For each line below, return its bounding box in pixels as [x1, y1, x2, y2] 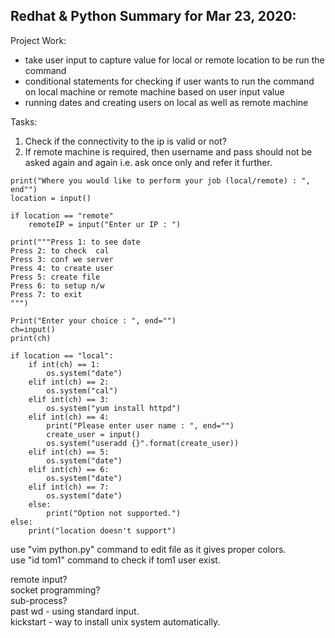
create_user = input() [46, 429, 141, 439]
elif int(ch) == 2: [28, 377, 110, 387]
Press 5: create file [10, 272, 101, 282]
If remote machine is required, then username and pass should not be [24, 145, 313, 158]
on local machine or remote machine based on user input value [24, 85, 285, 98]
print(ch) [10, 333, 52, 343]
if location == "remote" [10, 210, 114, 221]
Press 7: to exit [10, 289, 83, 299]
